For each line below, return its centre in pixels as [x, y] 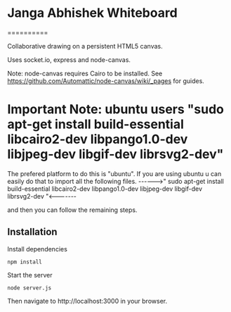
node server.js [29, 288]
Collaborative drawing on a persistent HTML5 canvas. [85, 46]
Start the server [30, 275]
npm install [25, 262]
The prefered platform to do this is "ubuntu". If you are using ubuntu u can [114, 173]
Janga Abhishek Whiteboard [92, 13]
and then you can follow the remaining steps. [72, 210]
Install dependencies [38, 249]
